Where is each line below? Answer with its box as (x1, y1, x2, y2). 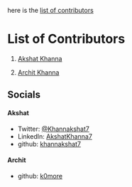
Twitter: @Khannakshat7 (17, 124, 90, 133)
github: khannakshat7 (17, 139, 82, 148)
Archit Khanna (17, 68, 60, 77)
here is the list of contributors (7, 6, 94, 14)
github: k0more (17, 171, 62, 180)
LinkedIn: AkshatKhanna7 (17, 132, 92, 141)
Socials (7, 89, 41, 101)
